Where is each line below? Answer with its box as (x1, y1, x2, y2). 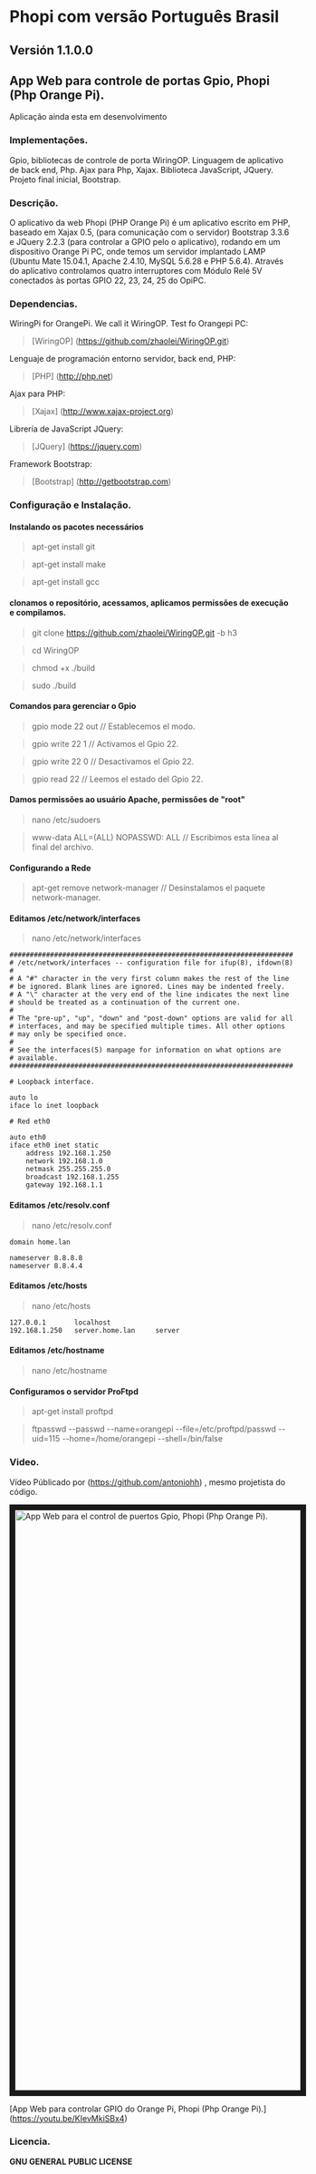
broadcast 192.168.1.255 (25, 1172, 120, 1182)
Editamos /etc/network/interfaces (9, 913, 141, 924)
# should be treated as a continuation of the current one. (9, 998, 242, 1007)
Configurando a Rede (9, 862, 91, 873)
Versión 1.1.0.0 (9, 43, 93, 58)
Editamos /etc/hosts (9, 1280, 88, 1291)
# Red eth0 (9, 1117, 51, 1126)
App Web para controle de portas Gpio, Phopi (9, 73, 270, 88)
